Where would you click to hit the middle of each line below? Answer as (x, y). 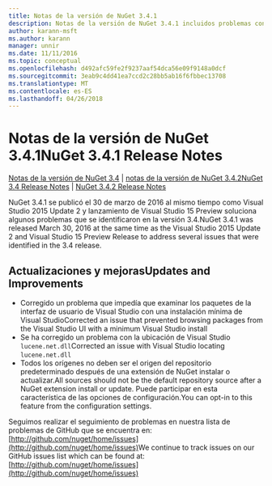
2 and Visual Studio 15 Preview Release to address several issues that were (134, 237)
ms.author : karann (39, 38)
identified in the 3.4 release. (55, 245)
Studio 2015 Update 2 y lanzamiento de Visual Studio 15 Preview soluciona (133, 211)
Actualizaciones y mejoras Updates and (109, 270)
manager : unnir (34, 46)
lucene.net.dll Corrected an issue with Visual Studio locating (122, 346)
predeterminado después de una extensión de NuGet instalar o (125, 372)
